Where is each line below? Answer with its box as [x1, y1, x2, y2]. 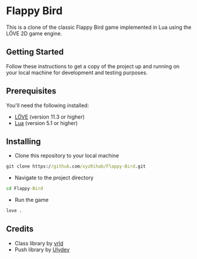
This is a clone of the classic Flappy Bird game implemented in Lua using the [6, 24, 192, 31]
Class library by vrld [14, 240, 64, 247]
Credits [6, 224, 34, 234]
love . [6, 208, 22, 214]
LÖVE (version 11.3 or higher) [14, 113, 85, 120]
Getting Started [6, 47, 64, 57]
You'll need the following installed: [6, 101, 89, 109]
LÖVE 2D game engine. [6, 29, 63, 37]
